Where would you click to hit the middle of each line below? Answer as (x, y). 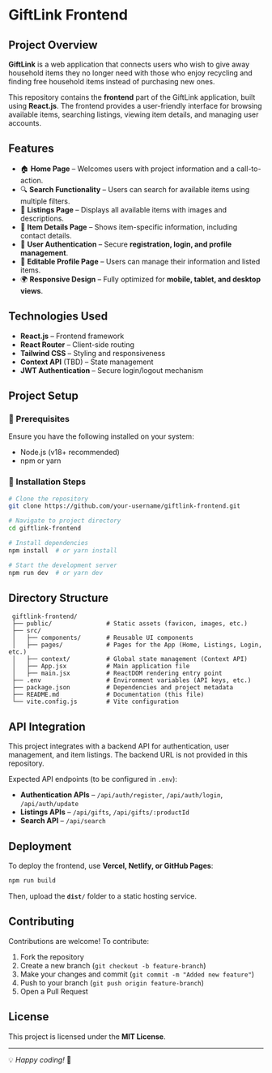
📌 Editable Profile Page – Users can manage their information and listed (140, 261)
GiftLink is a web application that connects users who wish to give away (129, 64)
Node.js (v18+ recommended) (70, 453)
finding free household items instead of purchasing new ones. (112, 82)
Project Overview (53, 45)
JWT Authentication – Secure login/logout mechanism (112, 370)
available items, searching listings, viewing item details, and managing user (134, 114)
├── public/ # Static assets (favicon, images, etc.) (130, 624)
